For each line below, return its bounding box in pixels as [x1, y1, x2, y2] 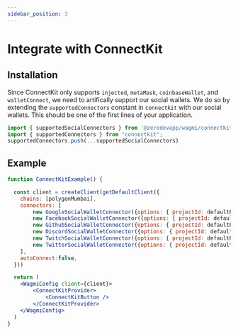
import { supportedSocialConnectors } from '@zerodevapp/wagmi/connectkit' [7, 124, 236, 131]
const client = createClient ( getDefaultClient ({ [13, 189, 160, 196]
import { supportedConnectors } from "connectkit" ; [7, 130, 163, 138]
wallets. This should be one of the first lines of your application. [7, 111, 193, 119]
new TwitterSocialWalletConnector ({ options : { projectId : [33, 241, 208, 248]
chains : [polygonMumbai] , [20, 195, 97, 202]
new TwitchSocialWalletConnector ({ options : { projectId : [33, 235, 204, 242]
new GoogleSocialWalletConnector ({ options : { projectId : [33, 208, 204, 216]
